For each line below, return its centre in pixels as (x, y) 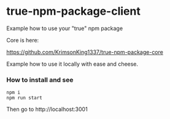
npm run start (25, 98)
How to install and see (40, 80)
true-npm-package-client (74, 11)
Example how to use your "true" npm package (65, 28)
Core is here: (23, 40)
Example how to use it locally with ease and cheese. (72, 64)
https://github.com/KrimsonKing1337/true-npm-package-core (85, 52)
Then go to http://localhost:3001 (47, 109)
